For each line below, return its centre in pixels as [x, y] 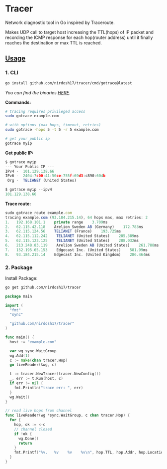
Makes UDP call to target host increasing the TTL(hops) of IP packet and [80, 32]
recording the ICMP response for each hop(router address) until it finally [79, 37]
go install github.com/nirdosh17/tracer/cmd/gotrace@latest [69, 83]
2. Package [19, 267]
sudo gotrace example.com [32, 116]
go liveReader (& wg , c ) [33, 365]
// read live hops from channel [39, 411]
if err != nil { [26, 383]
